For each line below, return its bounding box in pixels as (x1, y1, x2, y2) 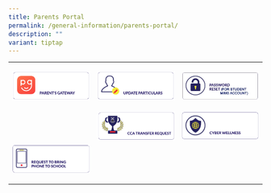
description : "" (8, 30, 63, 38)
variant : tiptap (8, 39, 63, 47)
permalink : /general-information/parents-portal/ (8, 21, 179, 30)
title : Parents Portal (8, 13, 85, 21)
